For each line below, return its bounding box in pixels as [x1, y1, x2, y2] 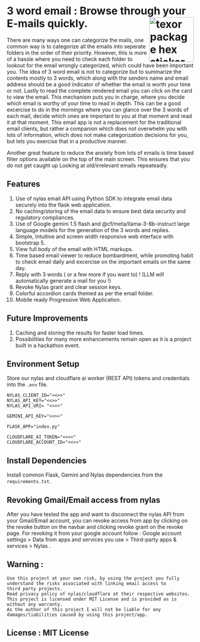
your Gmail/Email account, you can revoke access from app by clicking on [7, 517, 188, 524]
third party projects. [7, 585, 63, 591]
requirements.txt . [7, 478, 51, 485]
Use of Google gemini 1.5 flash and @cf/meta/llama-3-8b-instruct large [15, 220, 190, 227]
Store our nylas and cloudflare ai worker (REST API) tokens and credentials [7, 375, 190, 382]
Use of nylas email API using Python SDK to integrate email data [15, 195, 173, 202]
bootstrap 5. [15, 239, 46, 246]
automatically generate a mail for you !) [15, 277, 112, 284]
